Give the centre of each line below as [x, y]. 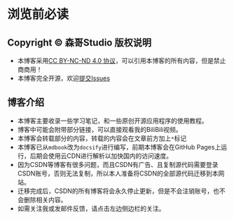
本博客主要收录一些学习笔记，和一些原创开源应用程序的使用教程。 [112, 121]
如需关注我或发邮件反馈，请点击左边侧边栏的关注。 [91, 208]
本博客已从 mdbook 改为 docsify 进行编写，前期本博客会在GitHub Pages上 [119, 147]
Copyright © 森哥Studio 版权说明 [80, 42]
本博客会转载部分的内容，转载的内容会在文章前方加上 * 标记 [102, 138]
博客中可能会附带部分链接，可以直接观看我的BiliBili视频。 [99, 129]
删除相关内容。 [45, 199]
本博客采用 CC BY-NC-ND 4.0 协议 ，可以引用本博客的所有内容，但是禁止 [122, 61]
